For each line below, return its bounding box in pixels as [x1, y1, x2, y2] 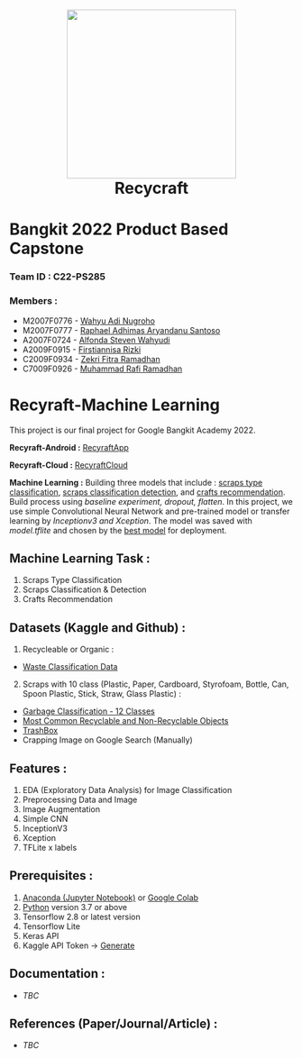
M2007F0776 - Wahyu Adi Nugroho [22, 315, 156, 326]
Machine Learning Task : [9, 551, 151, 566]
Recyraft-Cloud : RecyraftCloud [9, 460, 128, 470]
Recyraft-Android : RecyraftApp [9, 442, 129, 452]
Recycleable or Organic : [22, 644, 114, 655]
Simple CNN [22, 813, 69, 824]
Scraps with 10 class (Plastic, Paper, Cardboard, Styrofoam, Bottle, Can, [22, 679, 289, 689]
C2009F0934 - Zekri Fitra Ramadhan [22, 353, 160, 364]
